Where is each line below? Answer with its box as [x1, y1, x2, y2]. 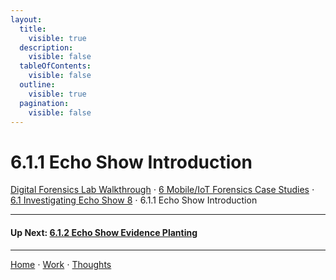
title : [19, 24, 47, 34]
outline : [19, 80, 56, 90]
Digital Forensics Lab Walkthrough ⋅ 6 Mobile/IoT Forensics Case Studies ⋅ [10, 184, 315, 196]
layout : [10, 14, 43, 25]
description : [19, 42, 74, 53]
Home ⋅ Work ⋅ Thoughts [10, 258, 112, 270]
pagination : [19, 98, 70, 108]
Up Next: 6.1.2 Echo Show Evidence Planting [10, 226, 198, 238]
